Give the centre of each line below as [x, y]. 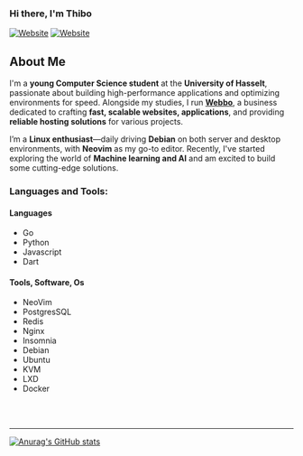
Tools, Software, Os [47, 282]
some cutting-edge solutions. [64, 168]
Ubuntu [37, 360]
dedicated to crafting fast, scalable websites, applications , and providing [147, 112]
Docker [36, 389]
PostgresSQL [47, 312]
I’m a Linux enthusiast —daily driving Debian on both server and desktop [145, 139]
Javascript [42, 252]
